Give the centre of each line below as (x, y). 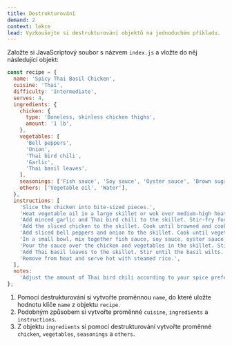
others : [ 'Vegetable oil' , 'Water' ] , (74, 188)
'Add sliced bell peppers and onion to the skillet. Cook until (114, 233)
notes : (23, 271)
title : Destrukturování (41, 13)
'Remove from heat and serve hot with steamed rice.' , (100, 258)
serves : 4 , (29, 98)
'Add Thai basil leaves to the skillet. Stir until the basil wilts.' (123, 252)
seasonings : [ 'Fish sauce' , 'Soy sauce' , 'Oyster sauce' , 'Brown (116, 181)
